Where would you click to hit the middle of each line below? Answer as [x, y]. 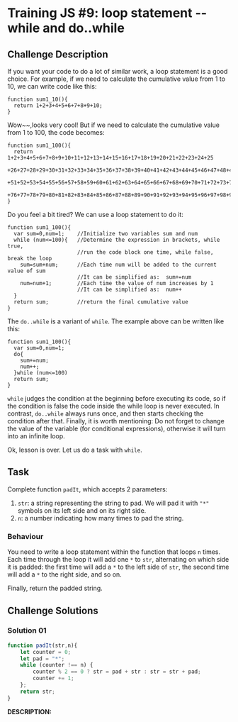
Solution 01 [27, 631]
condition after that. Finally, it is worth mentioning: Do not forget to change [116, 421]
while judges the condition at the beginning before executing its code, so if [117, 398]
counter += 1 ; [53, 679]
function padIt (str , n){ [42, 645]
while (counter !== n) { [57, 665]
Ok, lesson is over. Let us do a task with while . [75, 450]
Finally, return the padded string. [55, 588]
